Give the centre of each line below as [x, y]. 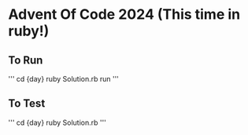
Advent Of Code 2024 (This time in [124, 15]
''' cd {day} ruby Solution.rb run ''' [64, 79]
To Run [26, 60]
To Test [27, 104]
